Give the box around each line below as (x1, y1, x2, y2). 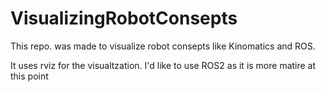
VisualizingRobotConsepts (10, 7, 238, 30)
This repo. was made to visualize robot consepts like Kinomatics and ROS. (10, 40, 316, 52)
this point (10, 70, 49, 82)
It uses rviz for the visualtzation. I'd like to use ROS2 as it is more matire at (10, 59, 317, 71)
